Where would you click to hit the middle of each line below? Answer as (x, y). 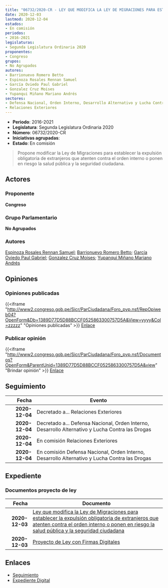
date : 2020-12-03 (23, 15)
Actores (18, 179)
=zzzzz (13, 325)
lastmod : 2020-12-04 (27, 19)
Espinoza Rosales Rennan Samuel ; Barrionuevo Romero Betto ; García (76, 252)
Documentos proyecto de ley (41, 490)
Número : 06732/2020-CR (39, 133)
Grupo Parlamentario (31, 218)
